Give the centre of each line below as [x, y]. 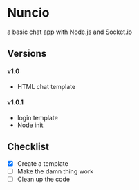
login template [38, 117]
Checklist [28, 147]
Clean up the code [44, 179]
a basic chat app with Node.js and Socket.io [70, 32]
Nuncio [28, 13]
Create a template [43, 163]
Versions [27, 54]
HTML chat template [46, 86]
